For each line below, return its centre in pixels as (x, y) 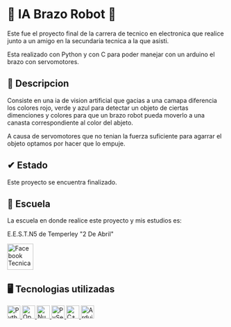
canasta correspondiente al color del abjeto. (70, 122)
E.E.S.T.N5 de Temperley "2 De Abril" (61, 234)
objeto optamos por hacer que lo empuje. (66, 143)
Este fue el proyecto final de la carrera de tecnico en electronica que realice (115, 33)
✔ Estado (28, 165)
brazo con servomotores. (43, 61)
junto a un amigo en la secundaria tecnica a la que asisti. (88, 40)
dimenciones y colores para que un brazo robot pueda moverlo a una (106, 115)
